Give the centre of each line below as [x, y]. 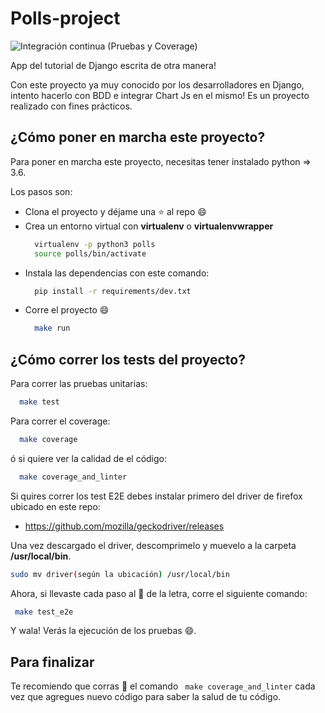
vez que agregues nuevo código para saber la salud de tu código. [146, 697]
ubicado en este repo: [55, 506]
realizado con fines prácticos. [71, 106]
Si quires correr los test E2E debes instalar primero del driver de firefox [156, 496]
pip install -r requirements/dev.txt [113, 291]
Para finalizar [52, 662]
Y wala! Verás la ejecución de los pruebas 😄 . [103, 631]
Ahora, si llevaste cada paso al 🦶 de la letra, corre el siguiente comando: [159, 593]
